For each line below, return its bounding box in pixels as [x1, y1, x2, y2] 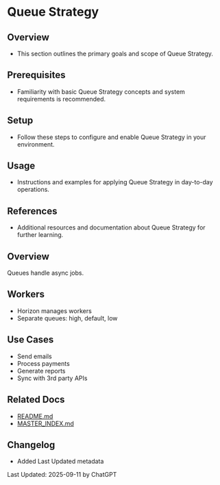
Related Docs [7, 394, 65, 406]
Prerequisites [7, 69, 66, 81]
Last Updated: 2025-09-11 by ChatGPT [7, 471, 117, 479]
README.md [16, 412, 53, 420]
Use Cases [7, 334, 54, 346]
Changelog [7, 439, 56, 451]
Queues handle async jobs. [7, 269, 84, 277]
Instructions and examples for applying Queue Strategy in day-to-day [16, 178, 214, 186]
